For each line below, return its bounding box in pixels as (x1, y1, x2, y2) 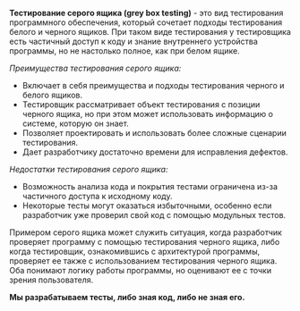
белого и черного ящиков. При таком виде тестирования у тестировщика (9, 27, 291, 37)
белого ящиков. (21, 89, 83, 100)
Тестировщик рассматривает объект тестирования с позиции (21, 99, 261, 110)
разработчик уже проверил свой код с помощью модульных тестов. (21, 210, 287, 220)
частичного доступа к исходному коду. (21, 191, 173, 201)
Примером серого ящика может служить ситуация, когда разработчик (9, 227, 282, 238)
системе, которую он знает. (21, 118, 130, 129)
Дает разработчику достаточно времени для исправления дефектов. (21, 147, 288, 157)
